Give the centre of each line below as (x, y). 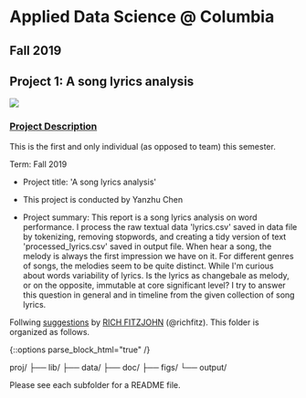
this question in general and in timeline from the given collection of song (158, 295)
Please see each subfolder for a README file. (95, 384)
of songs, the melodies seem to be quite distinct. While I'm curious (148, 266)
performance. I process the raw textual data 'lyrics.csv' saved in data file (160, 226)
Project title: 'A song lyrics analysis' (90, 182)
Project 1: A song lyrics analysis (102, 81)
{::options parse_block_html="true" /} (80, 350)
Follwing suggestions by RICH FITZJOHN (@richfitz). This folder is (134, 322)
